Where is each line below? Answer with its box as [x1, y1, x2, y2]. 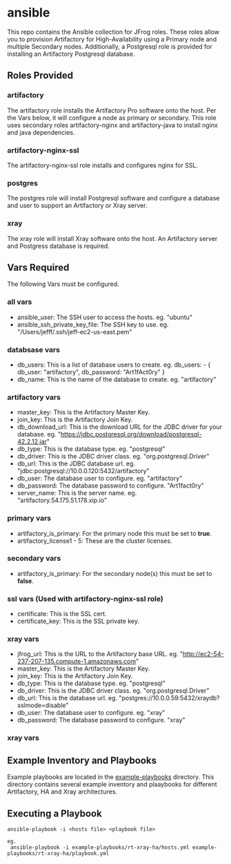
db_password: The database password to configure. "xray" [17, 716, 185, 724]
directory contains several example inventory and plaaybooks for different [7, 780, 217, 789]
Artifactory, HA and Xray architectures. [7, 787, 118, 796]
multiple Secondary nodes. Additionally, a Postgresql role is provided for [7, 42, 212, 50]
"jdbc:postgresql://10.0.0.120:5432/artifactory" [17, 467, 150, 475]
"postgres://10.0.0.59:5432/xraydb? [119, 694, 221, 702]
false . [17, 577, 34, 585]
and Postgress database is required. [7, 242, 110, 250]
